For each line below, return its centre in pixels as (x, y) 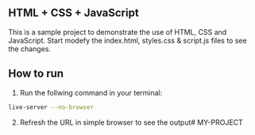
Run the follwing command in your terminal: (91, 92)
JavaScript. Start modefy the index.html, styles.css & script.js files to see (128, 40)
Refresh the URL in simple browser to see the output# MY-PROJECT (131, 122)
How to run (36, 74)
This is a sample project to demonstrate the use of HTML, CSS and (118, 32)
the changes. (30, 49)
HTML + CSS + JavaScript (73, 13)
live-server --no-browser (51, 107)
